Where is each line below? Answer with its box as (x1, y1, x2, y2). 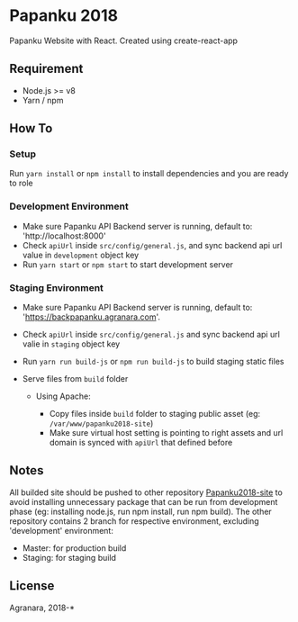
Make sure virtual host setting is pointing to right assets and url (49, 428, 284, 438)
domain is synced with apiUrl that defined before (49, 437, 233, 448)
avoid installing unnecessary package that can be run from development (9, 496, 278, 507)
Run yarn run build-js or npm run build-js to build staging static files (22, 356, 284, 367)
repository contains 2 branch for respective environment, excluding (9, 515, 259, 527)
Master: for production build (22, 542, 127, 554)
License (9, 578, 55, 594)
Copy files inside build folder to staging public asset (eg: (49, 409, 261, 419)
